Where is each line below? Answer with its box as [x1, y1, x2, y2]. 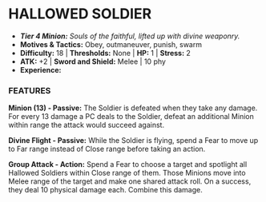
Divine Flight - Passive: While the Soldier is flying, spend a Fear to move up [8, 136, 259, 145]
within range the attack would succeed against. [8, 121, 165, 130]
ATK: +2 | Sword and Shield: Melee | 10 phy [19, 57, 167, 66]
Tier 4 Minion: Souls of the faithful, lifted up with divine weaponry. [19, 31, 240, 41]
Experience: [19, 65, 62, 74]
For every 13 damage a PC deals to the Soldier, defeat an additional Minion [8, 112, 254, 121]
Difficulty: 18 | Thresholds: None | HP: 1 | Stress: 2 [19, 48, 191, 57]
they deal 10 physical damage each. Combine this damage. [8, 185, 203, 195]
